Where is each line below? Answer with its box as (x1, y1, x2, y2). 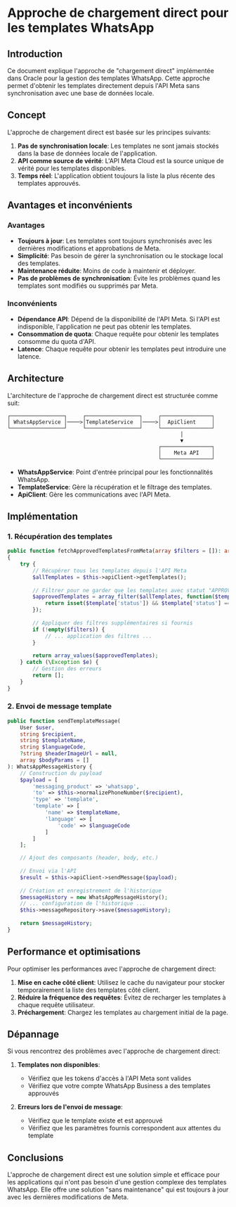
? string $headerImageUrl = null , (20, 751, 118, 758)
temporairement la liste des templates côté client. (17, 985, 160, 994)
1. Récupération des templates (7, 531, 113, 541)
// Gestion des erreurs (32, 665, 102, 672)
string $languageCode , (20, 743, 86, 751)
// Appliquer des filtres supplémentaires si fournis (32, 619, 193, 627)
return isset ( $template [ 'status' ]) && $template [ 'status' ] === (44, 600, 234, 607)
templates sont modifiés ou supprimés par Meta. (17, 281, 158, 290)
